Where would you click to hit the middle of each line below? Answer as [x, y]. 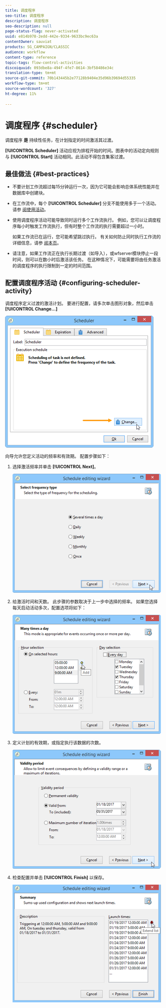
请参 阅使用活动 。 [30, 209]
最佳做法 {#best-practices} [47, 174]
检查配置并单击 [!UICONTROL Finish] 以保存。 [60, 877]
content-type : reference [31, 57]
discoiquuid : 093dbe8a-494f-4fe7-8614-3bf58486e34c [59, 68]
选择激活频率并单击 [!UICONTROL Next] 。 [55, 467]
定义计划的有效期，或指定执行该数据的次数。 [58, 742]
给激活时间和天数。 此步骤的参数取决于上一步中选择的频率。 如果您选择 [85, 601]
